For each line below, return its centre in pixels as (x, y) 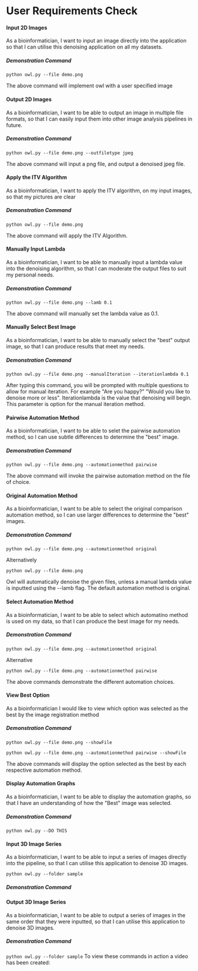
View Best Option (28, 695)
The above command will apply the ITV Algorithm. (67, 235)
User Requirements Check (72, 11)
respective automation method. (44, 770)
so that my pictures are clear (41, 197)
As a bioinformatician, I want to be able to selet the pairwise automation (93, 431)
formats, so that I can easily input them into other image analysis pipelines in (99, 119)
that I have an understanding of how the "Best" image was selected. (89, 803)
